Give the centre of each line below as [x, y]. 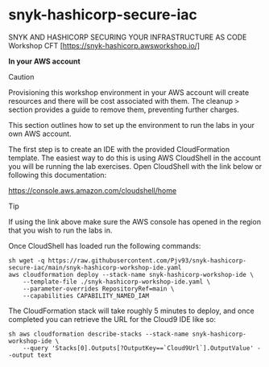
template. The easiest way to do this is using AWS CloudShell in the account [134, 158]
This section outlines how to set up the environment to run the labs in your [132, 125]
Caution [21, 76]
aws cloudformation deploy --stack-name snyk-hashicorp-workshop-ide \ [131, 274]
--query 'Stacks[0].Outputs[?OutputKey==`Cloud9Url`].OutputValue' [138, 348]
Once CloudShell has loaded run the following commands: [105, 245]
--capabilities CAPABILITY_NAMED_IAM [86, 295]
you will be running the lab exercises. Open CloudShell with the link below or [135, 166]
